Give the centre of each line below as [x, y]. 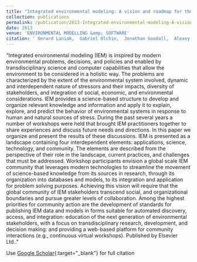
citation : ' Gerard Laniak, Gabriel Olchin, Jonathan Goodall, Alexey [98, 39]
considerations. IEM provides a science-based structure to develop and [92, 99]
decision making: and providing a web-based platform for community [90, 229]
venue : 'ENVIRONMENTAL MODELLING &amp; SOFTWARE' [68, 33]
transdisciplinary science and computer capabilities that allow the [85, 68]
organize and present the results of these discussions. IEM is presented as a [98, 136]
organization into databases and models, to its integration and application [95, 180]
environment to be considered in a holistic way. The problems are [85, 74]
